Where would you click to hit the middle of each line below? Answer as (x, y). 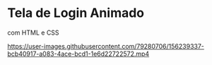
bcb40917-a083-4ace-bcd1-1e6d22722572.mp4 (78, 54)
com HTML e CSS (33, 32)
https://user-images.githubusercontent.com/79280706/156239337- (106, 46)
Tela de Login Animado (76, 13)
